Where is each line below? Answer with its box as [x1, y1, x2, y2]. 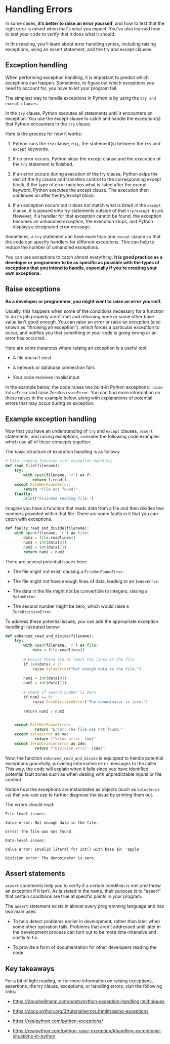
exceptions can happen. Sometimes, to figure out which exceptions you [5, 79, 155, 86]
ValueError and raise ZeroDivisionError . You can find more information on [5, 389, 160, 395]
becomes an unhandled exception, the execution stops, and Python [12, 218, 153, 224]
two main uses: [5, 908, 37, 914]
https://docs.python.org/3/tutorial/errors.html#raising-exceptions [12, 1008, 149, 1014]
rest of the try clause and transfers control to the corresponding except [12, 176, 161, 182]
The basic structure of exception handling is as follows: [5, 449, 120, 455]
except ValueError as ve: [14, 732, 69, 737]
